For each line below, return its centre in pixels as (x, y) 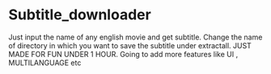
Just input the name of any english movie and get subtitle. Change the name (135, 37)
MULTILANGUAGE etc (45, 63)
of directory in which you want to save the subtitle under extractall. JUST (130, 45)
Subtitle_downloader (80, 15)
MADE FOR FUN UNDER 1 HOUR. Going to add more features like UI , (123, 54)
